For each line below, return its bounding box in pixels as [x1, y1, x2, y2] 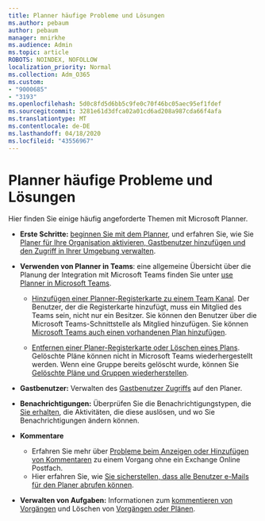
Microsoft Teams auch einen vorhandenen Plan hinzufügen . [31, 328, 228, 337]
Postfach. [31, 463, 63, 473]
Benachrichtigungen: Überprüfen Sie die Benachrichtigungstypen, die [19, 399, 252, 408]
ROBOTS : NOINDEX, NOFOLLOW [8, 56, 98, 64]
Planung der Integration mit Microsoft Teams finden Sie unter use [19, 270, 234, 280]
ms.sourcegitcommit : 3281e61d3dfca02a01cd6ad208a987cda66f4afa [8, 108, 222, 116]
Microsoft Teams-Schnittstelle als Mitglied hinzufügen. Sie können [31, 319, 248, 329]
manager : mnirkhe [8, 33, 66, 42]
